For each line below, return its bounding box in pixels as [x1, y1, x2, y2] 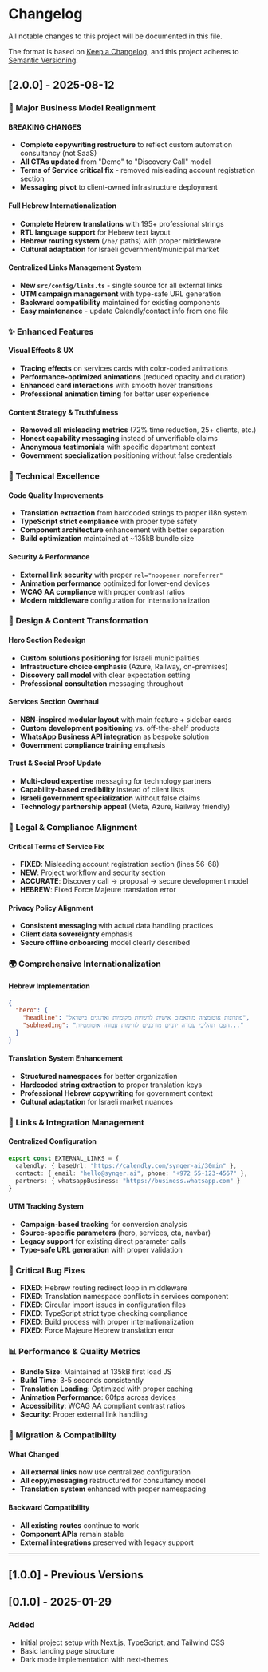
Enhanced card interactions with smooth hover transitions [19, 380, 214, 390]
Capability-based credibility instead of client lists [19, 785, 185, 795]
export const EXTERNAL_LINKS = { [8, 1154, 120, 1163]
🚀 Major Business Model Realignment [8, 102, 156, 114]
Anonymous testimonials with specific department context [19, 442, 216, 452]
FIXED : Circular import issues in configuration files [19, 1300, 186, 1309]
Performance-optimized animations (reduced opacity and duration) [19, 371, 246, 381]
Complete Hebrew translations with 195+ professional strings [19, 219, 225, 228]
